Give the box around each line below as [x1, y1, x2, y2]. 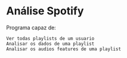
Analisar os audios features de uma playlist [6, 46, 121, 52]
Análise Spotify [6, 4, 84, 18]
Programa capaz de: [6, 24, 57, 31]
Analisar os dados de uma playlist [6, 41, 95, 47]
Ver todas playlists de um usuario [6, 35, 95, 41]
